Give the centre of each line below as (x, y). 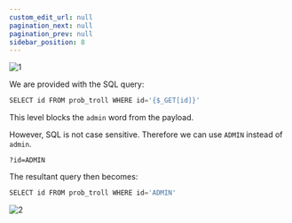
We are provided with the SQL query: (77, 84)
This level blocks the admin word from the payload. (102, 118)
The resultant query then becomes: (74, 177)
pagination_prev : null (51, 34)
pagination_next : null (51, 26)
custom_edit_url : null (51, 17)
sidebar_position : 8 (47, 42)
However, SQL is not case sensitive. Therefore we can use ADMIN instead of (146, 135)
